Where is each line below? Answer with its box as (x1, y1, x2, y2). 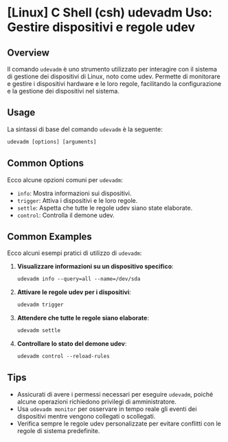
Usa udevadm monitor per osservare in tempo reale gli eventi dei (16, 404, 197, 413)
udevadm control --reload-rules (16, 353, 110, 360)
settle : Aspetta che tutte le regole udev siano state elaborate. (16, 203, 193, 212)
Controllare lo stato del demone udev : (16, 339, 127, 348)
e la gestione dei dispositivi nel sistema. (7, 87, 120, 95)
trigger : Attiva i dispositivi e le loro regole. (16, 196, 138, 204)
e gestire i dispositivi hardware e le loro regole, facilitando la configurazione (7, 80, 222, 87)
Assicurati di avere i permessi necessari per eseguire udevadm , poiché (16, 390, 214, 398)
